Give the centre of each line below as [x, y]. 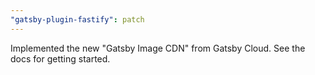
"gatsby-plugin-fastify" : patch [77, 19]
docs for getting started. [60, 58]
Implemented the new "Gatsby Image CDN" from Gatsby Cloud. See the [158, 48]
